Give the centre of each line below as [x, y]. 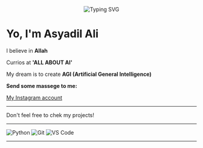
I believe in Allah [27, 50]
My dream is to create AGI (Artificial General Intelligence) [79, 74]
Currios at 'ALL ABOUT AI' [39, 62]
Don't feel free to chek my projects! [50, 115]
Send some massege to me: [42, 86]
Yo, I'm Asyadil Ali [52, 34]
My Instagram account [34, 98]
